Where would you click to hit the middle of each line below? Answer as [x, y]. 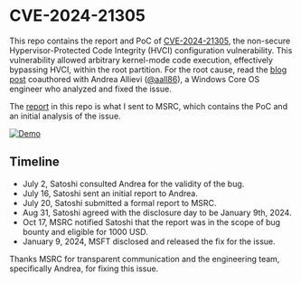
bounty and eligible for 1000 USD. [85, 231]
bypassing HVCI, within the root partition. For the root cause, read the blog [148, 70]
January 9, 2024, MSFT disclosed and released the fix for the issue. [149, 241]
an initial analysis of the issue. [65, 116]
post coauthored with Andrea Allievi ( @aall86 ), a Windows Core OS [135, 79]
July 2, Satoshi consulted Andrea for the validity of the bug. [133, 184]
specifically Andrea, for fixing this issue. [84, 269]
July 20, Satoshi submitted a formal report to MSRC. [119, 203]
